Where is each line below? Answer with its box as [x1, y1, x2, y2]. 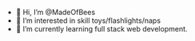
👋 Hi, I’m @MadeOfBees [15, 8, 96, 17]
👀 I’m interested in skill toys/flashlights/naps [15, 16, 161, 25]
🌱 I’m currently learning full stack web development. [15, 24, 188, 33]
